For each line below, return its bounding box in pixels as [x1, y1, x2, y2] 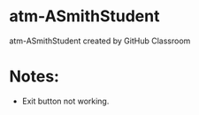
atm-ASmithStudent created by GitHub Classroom [9, 35, 191, 46]
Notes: [9, 66, 60, 87]
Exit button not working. [21, 96, 110, 106]
